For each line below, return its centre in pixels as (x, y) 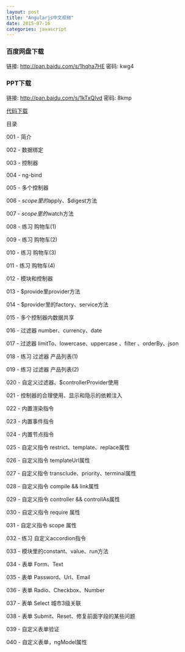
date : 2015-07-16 (28, 23)
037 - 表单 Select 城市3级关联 (44, 603)
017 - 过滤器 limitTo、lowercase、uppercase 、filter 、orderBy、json (92, 343)
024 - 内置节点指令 (30, 434)
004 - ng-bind (24, 175)
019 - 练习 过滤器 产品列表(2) (43, 369)
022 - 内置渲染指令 (30, 408)
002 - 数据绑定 (25, 150)
